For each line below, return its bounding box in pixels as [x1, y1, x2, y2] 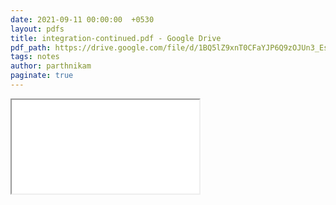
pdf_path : [10, 42, 52, 53]
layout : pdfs [10, 24, 65, 34]
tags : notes [10, 52, 60, 62]
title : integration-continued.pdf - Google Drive [10, 33, 222, 43]
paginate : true [10, 71, 74, 81]
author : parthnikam [10, 61, 92, 71]
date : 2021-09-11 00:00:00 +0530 [10, 14, 155, 25]
